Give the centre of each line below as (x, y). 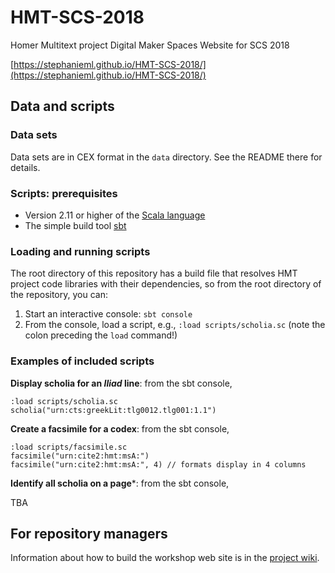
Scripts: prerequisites (64, 193)
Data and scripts (62, 106)
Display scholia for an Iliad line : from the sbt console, (121, 383)
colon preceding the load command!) (101, 335)
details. (25, 167)
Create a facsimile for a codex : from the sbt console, (120, 428)
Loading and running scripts (80, 251)
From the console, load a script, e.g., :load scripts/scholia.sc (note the (175, 325)
